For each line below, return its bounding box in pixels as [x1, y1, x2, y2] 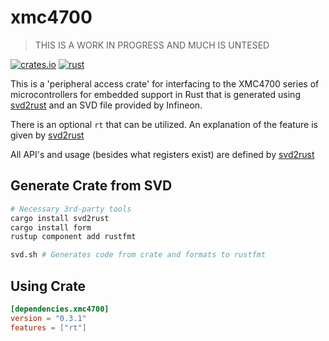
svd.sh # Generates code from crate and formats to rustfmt [10, 250, 267, 260]
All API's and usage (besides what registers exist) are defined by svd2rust [10, 148, 315, 160]
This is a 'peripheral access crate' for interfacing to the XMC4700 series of [10, 77, 320, 90]
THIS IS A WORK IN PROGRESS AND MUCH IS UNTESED [34, 39, 270, 51]
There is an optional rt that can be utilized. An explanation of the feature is [10, 118, 318, 130]
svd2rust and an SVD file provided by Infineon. [10, 99, 203, 111]
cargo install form [10, 222, 92, 233]
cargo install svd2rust [10, 213, 110, 223]
